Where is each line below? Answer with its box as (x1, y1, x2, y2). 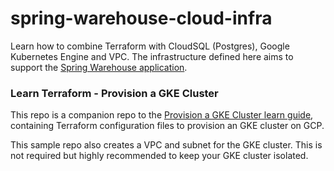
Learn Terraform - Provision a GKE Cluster (10, 86, 219, 100)
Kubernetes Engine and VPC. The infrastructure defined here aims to (10, 50, 294, 62)
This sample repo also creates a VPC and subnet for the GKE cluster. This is (10, 139, 323, 151)
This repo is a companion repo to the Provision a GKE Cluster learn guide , (10, 109, 314, 121)
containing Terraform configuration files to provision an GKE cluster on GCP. (10, 120, 325, 132)
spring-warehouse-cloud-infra (10, 7, 273, 30)
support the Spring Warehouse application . (10, 61, 188, 73)
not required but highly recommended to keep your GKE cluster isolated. (10, 150, 309, 162)
